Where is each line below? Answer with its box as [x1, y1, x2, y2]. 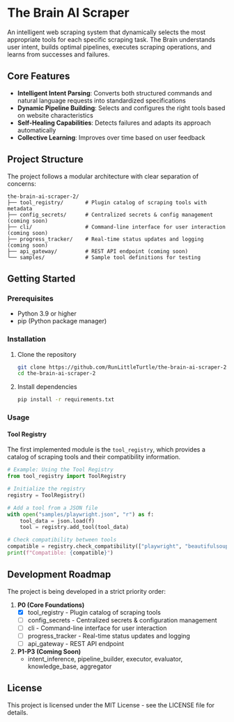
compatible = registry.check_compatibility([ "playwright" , [7, 543, 182, 550]
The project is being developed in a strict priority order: [7, 587, 166, 595]
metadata [7, 205, 33, 212]
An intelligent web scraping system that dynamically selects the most [7, 28, 206, 36]
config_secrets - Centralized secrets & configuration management [27, 615, 217, 624]
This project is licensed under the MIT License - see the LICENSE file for [7, 700, 214, 709]
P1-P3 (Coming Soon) [17, 647, 81, 656]
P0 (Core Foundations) [17, 601, 85, 609]
